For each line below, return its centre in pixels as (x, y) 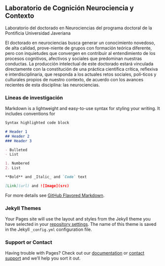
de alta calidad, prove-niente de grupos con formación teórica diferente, (79, 48)
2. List (13, 168)
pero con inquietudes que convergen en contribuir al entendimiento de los (80, 53)
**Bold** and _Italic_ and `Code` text (46, 177)
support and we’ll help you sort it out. (43, 258)
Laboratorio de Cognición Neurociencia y (69, 8)
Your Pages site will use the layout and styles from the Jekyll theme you (78, 219)
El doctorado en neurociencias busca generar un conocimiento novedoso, (80, 43)
